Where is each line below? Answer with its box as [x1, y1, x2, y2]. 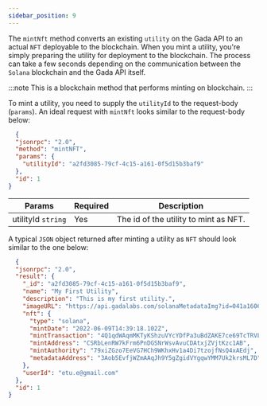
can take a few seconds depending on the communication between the [8, 59, 241, 68]
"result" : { [15, 272, 56, 281]
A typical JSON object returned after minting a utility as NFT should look [8, 234, 237, 244]
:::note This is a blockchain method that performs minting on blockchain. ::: [8, 83, 253, 92]
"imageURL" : [22, 302, 62, 310]
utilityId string [12, 213, 67, 224]
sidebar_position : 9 [8, 11, 77, 20]
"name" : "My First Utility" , [22, 287, 119, 295]
